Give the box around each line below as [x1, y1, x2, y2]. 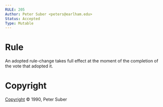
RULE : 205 [5, 7, 25, 12]
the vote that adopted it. [5, 63, 54, 69]
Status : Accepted [5, 16, 40, 21]
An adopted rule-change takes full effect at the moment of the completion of [5, 58, 159, 64]
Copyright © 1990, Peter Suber [5, 96, 67, 103]
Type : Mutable [5, 21, 34, 26]
